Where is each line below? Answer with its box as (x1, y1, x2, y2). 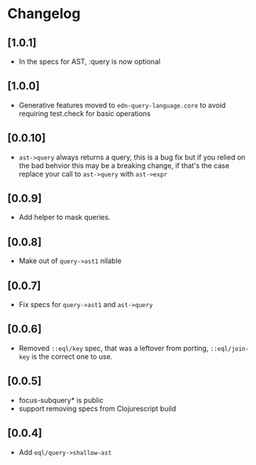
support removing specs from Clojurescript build (18, 404, 177, 413)
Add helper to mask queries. (18, 213, 111, 222)
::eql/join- (210, 345, 250, 353)
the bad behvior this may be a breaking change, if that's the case (18, 160, 229, 170)
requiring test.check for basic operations (18, 108, 151, 118)
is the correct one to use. (31, 351, 113, 361)
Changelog (7, 5, 81, 23)
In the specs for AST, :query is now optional (18, 57, 161, 66)
